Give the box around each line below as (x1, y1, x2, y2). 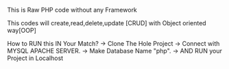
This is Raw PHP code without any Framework (7, 6, 137, 14)
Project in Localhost (7, 54, 64, 62)
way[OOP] (7, 27, 36, 34)
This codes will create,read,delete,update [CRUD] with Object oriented (7, 19, 207, 27)
